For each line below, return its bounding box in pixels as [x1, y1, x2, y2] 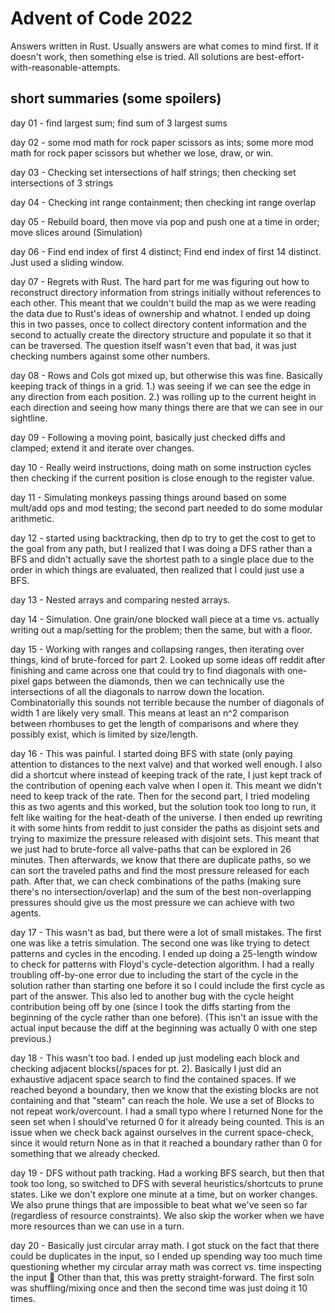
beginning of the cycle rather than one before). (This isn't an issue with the [10, 1011, 318, 1023]
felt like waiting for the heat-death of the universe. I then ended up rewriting [10, 811, 323, 823]
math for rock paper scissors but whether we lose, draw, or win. [10, 147, 274, 159]
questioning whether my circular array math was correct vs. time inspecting [10, 1260, 322, 1272]
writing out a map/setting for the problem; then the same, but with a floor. [10, 623, 313, 636]
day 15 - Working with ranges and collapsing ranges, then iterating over [10, 643, 305, 655]
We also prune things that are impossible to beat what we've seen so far [10, 1198, 308, 1211]
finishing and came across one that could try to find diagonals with [10, 664, 286, 676]
